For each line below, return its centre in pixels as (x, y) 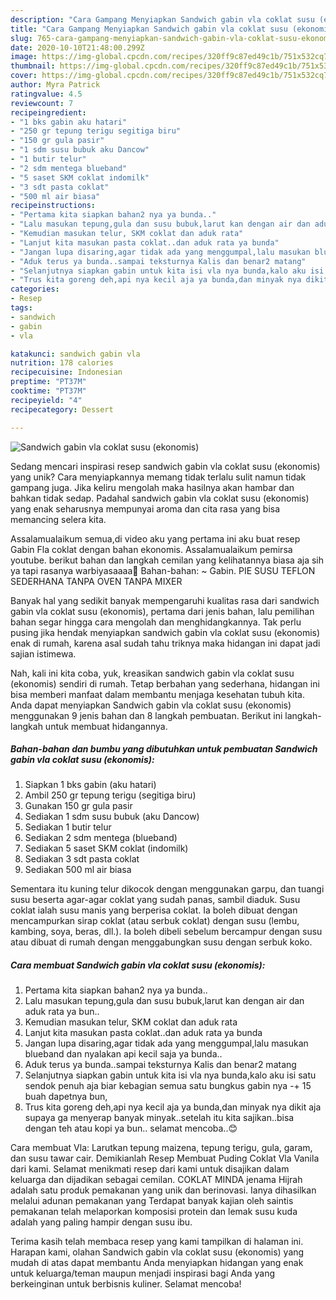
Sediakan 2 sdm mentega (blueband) (101, 838)
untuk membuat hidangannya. (106, 726)
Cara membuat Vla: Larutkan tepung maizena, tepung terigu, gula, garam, (161, 1148)
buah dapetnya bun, (66, 1097)
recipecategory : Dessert (62, 409)
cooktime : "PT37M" (48, 391)
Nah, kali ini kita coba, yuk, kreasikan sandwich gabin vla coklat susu (152, 673)
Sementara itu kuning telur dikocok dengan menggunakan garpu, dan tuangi (167, 889)
